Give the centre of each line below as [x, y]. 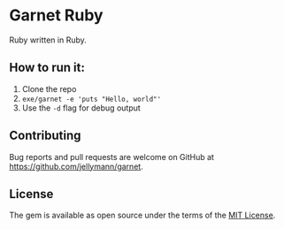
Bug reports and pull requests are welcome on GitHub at [112, 156]
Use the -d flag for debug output [81, 108]
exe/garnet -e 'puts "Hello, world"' [92, 99]
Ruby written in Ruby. [48, 40]
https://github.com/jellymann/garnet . [76, 166]
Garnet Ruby [56, 15]
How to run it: [47, 68]
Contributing [45, 136]
